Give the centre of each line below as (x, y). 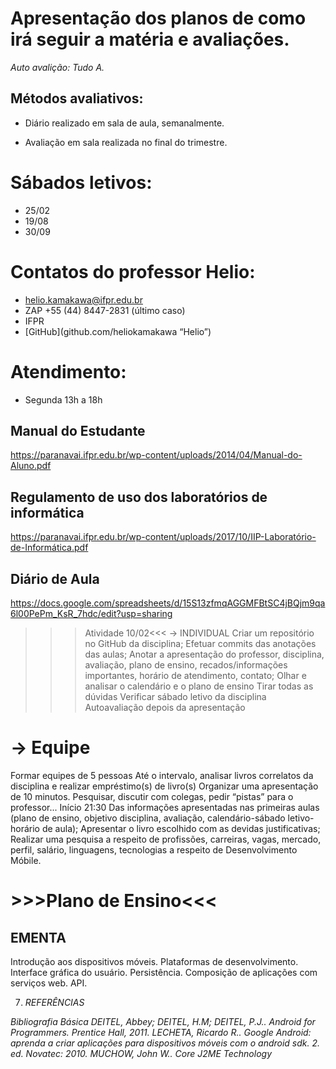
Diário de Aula (55, 578)
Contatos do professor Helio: (133, 271)
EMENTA (38, 937)
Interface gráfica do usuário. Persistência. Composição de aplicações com (164, 972)
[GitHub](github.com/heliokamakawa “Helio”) (118, 331)
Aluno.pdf (31, 466)
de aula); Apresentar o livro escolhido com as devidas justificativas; (181, 828)
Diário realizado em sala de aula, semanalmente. (124, 123)
